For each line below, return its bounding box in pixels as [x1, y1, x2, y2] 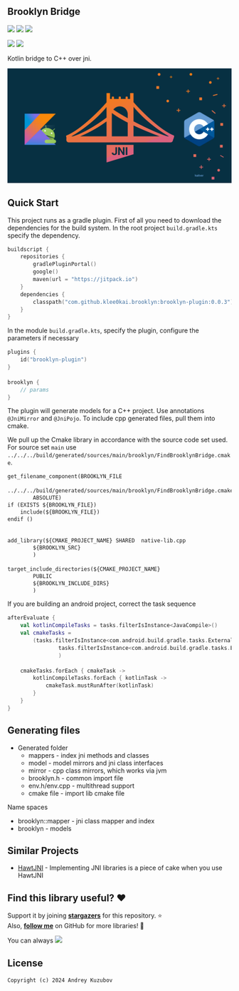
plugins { [7, 349, 37, 356]
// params [20, 386, 50, 393]
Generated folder [17, 743, 68, 752]
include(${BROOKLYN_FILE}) [20, 509, 100, 516]
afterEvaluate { [7, 614, 55, 621]
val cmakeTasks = [20, 629, 72, 637]
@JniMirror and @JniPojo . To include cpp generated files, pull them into [7, 414, 216, 423]
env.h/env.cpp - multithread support [28, 781, 135, 790]
